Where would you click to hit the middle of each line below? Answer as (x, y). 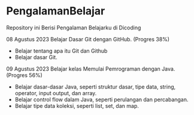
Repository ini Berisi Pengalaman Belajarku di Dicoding (74, 28)
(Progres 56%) (25, 75)
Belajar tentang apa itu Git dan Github (61, 51)
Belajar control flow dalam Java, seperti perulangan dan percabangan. (101, 99)
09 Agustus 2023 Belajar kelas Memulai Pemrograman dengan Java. (91, 69)
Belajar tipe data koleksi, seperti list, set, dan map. (77, 105)
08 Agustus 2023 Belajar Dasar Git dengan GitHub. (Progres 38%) (88, 39)
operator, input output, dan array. (56, 93)
